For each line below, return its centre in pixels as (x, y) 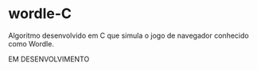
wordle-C (40, 14)
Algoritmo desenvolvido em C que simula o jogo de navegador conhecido (128, 35)
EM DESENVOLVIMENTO (49, 59)
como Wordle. (31, 43)
